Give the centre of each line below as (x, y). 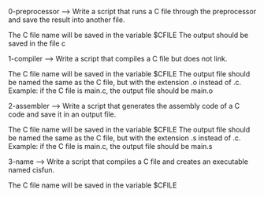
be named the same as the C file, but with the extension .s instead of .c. (125, 138)
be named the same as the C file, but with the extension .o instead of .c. (125, 82)
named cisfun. (32, 170)
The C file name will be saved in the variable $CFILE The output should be (128, 35)
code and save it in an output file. (62, 114)
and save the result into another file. (67, 20)
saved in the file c (37, 43)
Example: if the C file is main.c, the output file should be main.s (110, 146)
